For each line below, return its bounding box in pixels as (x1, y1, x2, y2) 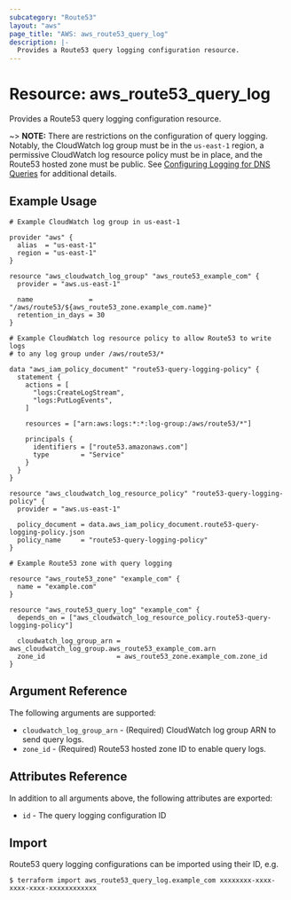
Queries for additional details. (9, 168, 117, 179)
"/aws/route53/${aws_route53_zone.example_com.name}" (9, 302, 213, 311)
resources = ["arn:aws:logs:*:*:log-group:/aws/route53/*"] (25, 419, 252, 428)
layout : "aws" (9, 21, 62, 30)
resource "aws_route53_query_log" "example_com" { (9, 605, 201, 614)
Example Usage (9, 194, 98, 209)
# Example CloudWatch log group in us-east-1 (9, 217, 180, 226)
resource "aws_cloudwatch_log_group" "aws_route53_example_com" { (9, 271, 260, 280)
